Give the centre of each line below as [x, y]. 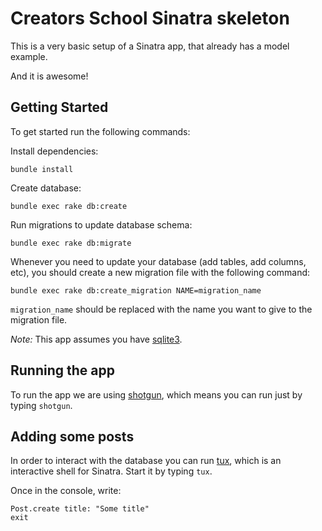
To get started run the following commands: [100, 131]
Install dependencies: [54, 151]
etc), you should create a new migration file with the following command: [160, 272]
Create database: [46, 188]
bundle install [42, 169]
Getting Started [59, 107]
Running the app [62, 370]
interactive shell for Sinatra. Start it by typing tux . [111, 471]
